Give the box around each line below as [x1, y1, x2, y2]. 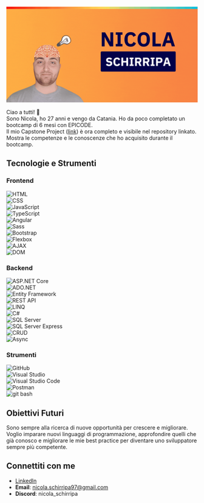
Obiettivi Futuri [6, 408, 64, 418]
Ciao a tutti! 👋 [6, 109, 41, 115]
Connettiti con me [6, 461, 76, 471]
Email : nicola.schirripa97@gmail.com [15, 484, 109, 491]
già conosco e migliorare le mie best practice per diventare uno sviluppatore [6, 437, 197, 444]
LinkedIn [15, 477, 37, 484]
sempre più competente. [6, 443, 68, 451]
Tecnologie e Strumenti [6, 159, 97, 169]
